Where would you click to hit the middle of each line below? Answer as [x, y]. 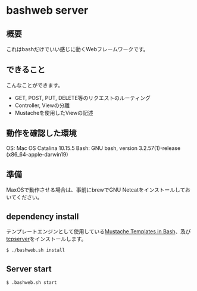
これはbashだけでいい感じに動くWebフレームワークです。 [77, 49]
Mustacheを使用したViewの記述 [54, 112]
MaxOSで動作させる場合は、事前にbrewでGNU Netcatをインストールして [96, 190]
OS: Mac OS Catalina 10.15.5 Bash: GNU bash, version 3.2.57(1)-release [93, 148]
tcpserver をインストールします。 [46, 239]
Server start [29, 269]
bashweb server [47, 10]
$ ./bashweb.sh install [36, 251]
